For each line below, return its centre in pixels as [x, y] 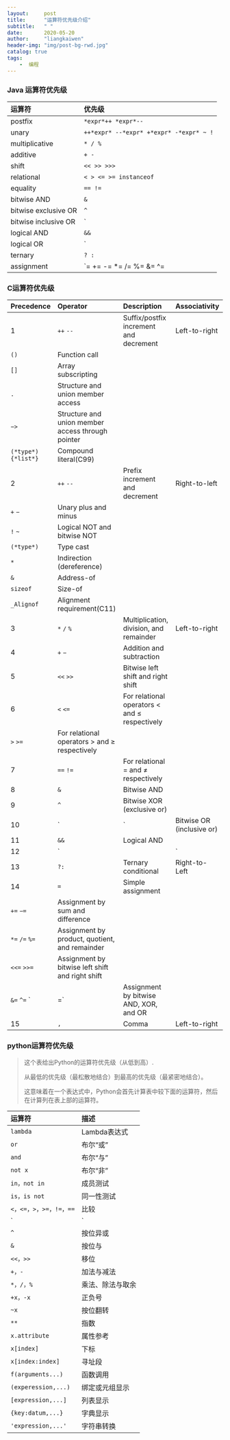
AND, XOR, [140, 1004]
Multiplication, [146, 620]
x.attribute [30, 1335]
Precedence [31, 306]
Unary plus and [82, 507]
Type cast [73, 547]
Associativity [197, 306]
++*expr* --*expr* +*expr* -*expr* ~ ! [149, 132]
